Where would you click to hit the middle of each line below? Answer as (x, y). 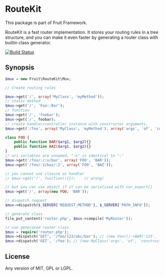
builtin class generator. (28, 42)
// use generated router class (37, 227)
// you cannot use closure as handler (45, 174)
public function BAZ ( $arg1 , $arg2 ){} (53, 147)
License (17, 256)
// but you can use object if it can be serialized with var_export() (79, 187)
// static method (23, 101)
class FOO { (17, 138)
